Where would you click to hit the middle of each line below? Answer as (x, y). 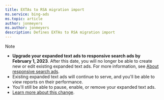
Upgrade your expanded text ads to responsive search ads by (76, 56)
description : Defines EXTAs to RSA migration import (60, 32)
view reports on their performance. (48, 82)
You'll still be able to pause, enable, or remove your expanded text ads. (84, 87)
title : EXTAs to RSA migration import (45, 10)
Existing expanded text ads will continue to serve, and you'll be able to (83, 77)
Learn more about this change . (43, 92)
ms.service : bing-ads (27, 14)
